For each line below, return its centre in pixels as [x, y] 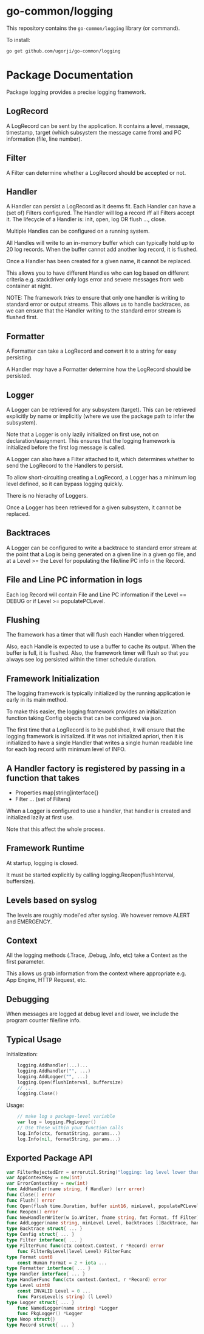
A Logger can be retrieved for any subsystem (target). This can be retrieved [101, 409]
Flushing [23, 620]
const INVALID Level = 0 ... [54, 1291]
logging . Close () [38, 1094]
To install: [18, 40]
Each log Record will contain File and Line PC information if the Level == [97, 595]
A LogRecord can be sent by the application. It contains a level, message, [98, 125]
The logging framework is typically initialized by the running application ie [98, 693]
